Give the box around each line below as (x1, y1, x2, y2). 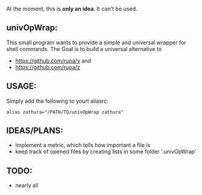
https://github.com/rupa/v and (15, 57, 91, 64)
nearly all (15, 182, 38, 189)
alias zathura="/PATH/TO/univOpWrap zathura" (6, 109, 124, 115)
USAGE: (6, 81, 37, 92)
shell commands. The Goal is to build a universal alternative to (6, 45, 162, 52)
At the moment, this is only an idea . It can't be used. (6, 5, 138, 12)
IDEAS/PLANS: (6, 126, 64, 136)
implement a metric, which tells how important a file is (15, 142, 151, 149)
